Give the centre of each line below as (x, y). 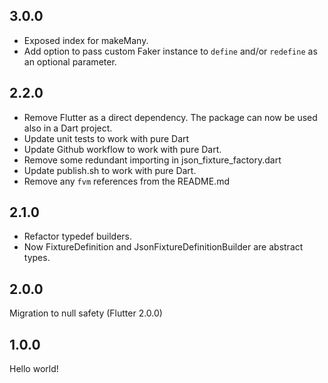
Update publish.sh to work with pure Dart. (110, 170)
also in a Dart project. (68, 128)
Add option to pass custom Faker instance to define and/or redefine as (170, 51)
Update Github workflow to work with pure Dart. (122, 149)
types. (37, 258)
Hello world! (34, 369)
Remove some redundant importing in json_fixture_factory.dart (152, 160)
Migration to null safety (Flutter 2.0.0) (86, 313)
